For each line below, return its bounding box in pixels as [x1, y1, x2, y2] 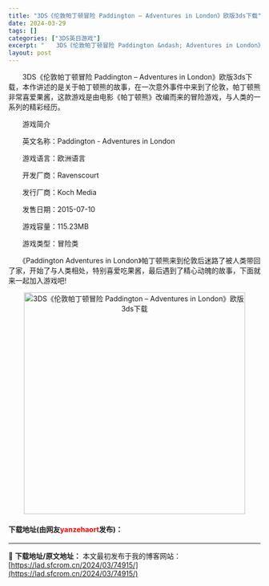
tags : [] [8, 26, 38, 35]
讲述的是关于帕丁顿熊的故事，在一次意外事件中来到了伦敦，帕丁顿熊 [35, 82, 261, 92]
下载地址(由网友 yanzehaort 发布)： [8, 524, 123, 534]
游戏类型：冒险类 [22, 238, 78, 248]
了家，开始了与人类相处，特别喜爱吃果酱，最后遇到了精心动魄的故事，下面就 [8, 266, 261, 275]
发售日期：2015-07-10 [22, 205, 96, 214]
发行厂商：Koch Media [22, 188, 98, 197]
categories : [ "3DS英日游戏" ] [8, 34, 101, 43]
